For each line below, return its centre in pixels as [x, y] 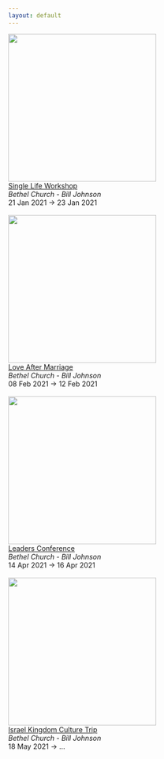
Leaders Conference [41, 548]
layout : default [35, 15]
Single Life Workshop [43, 185]
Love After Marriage [41, 366]
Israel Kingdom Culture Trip [53, 729]
